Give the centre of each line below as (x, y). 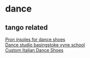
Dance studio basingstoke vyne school (45, 45)
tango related (26, 27)
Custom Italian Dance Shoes (34, 50)
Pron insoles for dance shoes (35, 39)
